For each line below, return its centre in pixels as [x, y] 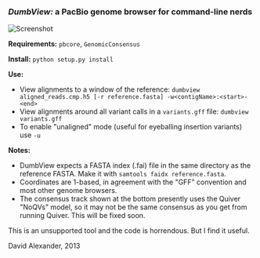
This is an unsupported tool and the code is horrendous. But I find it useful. [129, 231]
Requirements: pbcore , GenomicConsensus [74, 44]
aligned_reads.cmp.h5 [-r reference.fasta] [92, 97]
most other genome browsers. [68, 191]
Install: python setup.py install [61, 59]
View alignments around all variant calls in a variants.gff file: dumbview [134, 111]
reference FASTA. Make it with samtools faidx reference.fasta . [123, 174]
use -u [30, 135]
